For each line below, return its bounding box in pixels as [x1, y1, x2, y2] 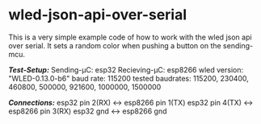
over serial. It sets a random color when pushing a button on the [8, 40, 221, 50]
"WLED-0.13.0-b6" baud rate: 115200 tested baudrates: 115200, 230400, [8, 73, 249, 83]
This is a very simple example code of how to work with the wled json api [8, 32, 252, 42]
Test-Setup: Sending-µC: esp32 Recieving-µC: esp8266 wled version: [8, 64, 244, 74]
